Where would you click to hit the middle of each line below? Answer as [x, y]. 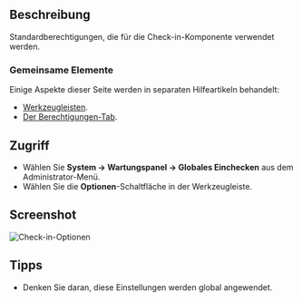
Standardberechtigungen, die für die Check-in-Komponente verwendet [142, 36]
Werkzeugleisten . [55, 107]
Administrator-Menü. [61, 177]
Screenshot [43, 215]
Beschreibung [50, 15]
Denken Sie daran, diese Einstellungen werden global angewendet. [147, 287]
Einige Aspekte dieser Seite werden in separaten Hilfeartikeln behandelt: [144, 90]
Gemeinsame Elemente [62, 70]
